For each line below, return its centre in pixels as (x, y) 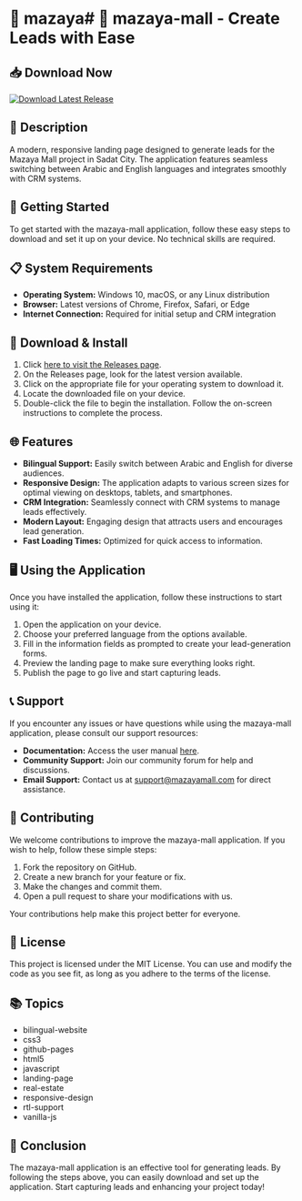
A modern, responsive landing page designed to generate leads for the (142, 149)
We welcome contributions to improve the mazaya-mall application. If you (147, 840)
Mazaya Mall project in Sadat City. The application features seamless (139, 159)
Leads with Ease (72, 38)
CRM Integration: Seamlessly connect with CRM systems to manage (151, 502)
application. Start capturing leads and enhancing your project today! (137, 1186)
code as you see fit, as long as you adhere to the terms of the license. (140, 974)
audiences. (43, 473)
